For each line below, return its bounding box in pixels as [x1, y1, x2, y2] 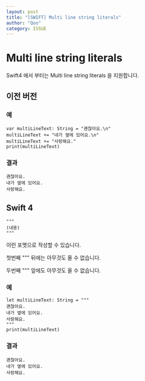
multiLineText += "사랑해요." [6, 138, 76, 144]
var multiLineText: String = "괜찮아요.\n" [6, 125, 111, 132]
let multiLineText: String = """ [6, 297, 90, 303]
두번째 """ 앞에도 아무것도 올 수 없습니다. [6, 267, 101, 274]
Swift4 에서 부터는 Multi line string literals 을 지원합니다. [6, 72, 139, 79]
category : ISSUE [6, 25, 47, 32]
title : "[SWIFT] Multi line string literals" [6, 14, 121, 20]
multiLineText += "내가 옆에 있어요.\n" [6, 132, 100, 138]
